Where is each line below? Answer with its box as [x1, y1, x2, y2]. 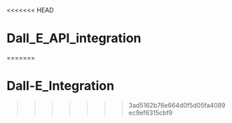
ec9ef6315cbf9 [128, 108, 173, 117]
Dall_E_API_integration [6, 31, 142, 46]
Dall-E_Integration [6, 78, 115, 94]
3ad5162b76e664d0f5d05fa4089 [128, 101, 226, 109]
